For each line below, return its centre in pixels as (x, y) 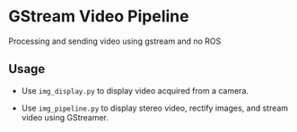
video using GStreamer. (65, 117)
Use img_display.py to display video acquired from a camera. (135, 90)
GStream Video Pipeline (99, 16)
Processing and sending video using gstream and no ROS (115, 41)
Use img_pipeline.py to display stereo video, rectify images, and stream (155, 108)
